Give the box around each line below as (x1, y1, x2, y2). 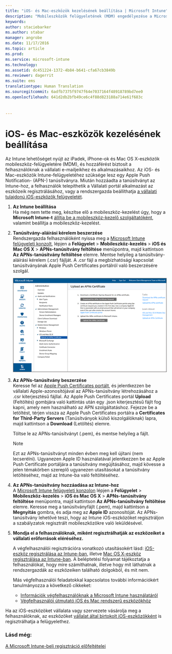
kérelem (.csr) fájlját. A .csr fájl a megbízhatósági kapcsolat (29, 257, 154, 263)
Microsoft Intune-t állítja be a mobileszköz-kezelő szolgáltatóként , (12, 215, 154, 221)
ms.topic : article (5, 46, 45, 51)
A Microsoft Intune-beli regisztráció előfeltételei (5, 643, 106, 649)
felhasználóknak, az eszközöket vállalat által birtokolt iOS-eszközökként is (5, 613, 162, 619)
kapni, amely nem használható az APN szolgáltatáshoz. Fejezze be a (12, 404, 158, 411)
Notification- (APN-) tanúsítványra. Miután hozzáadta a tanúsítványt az (5, 177, 155, 184)
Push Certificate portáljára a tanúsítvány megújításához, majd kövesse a (12, 461, 165, 467)
